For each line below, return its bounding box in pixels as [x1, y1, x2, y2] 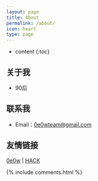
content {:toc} [15, 48, 50, 55]
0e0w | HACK [6, 157, 41, 164]
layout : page [6, 8, 39, 15]
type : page [6, 31, 34, 38]
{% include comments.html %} [6, 168, 83, 176]
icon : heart [6, 25, 36, 32]
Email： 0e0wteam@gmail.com [15, 120, 92, 128]
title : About [6, 15, 39, 21]
